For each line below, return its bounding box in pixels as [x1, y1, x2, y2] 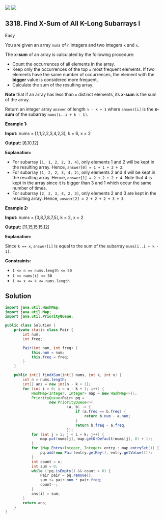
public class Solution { [5, 323, 56, 328]
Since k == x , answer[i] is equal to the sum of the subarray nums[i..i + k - [5, 243, 159, 249]
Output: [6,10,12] [5, 140, 39, 146]
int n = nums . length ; [23, 377, 67, 382]
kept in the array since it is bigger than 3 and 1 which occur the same [12, 180, 152, 186]
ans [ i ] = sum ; [31, 491, 60, 496]
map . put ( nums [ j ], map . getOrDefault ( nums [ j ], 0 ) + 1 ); [40, 437, 153, 441]
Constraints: [5, 258, 31, 264]
